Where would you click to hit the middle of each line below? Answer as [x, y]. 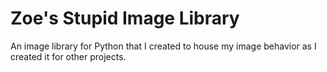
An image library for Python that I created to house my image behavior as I [163, 46]
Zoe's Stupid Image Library [125, 18]
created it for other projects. [68, 56]
